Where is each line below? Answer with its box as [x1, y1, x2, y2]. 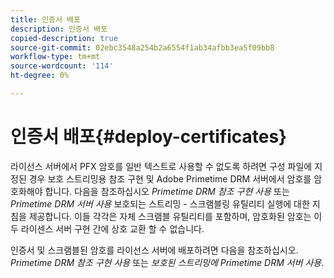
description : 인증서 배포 [10, 24, 108, 34]
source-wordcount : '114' [10, 61, 114, 71]
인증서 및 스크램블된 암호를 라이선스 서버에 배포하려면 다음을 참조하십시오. [10, 244, 299, 256]
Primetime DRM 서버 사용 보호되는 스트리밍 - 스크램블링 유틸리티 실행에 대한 [10, 197, 310, 210]
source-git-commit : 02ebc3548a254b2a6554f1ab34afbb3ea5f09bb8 [10, 42, 275, 53]
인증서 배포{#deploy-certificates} [10, 126, 288, 148]
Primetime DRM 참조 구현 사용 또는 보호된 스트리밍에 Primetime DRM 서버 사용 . [10, 256, 325, 268]
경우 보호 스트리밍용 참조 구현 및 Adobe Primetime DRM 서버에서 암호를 [28, 172, 312, 185]
